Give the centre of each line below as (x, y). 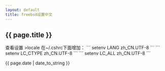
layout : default (22, 10)
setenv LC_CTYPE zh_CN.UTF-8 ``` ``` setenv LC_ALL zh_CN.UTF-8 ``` (78, 53)
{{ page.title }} (29, 35)
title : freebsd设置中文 (29, 15)
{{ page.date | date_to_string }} (38, 63)
